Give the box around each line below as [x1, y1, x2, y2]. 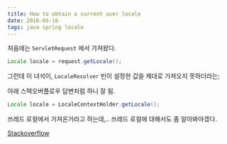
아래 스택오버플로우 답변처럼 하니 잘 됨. [7, 87, 116, 96]
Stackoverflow [7, 129, 50, 138]
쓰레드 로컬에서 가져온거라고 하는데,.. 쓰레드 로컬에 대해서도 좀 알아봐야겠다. [7, 115, 218, 123]
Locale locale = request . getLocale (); [7, 58, 122, 65]
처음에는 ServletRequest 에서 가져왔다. [7, 44, 116, 52]
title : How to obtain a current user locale [7, 10, 141, 18]
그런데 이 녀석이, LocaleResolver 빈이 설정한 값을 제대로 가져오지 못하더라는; [7, 72, 220, 80]
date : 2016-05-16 [7, 17, 59, 24]
